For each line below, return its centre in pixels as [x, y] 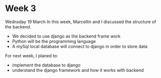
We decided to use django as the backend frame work [66, 36]
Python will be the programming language [54, 41]
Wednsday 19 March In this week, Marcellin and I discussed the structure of [80, 22]
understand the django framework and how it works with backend [78, 70]
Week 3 [21, 8]
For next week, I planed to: [32, 55]
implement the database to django [46, 65]
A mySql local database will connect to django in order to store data [80, 46]
